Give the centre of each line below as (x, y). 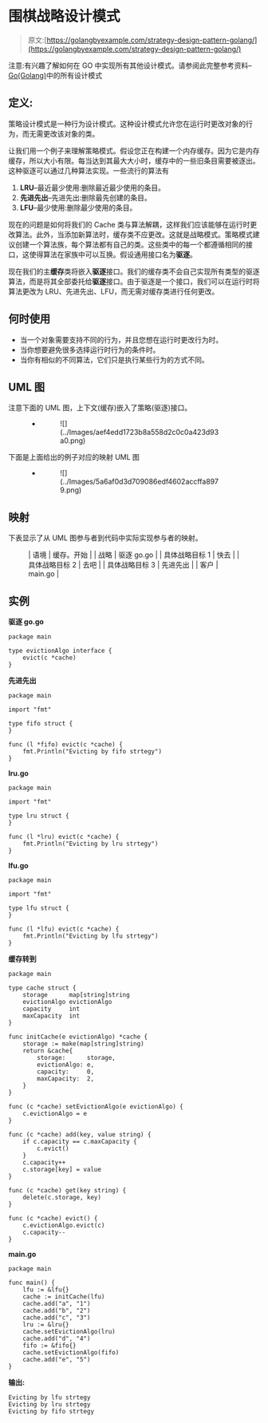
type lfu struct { (39, 908)
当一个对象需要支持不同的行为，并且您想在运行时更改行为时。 (121, 339)
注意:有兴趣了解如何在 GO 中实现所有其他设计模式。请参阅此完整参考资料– (130, 65)
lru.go (19, 773)
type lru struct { (39, 816)
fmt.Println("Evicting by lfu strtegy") (91, 936)
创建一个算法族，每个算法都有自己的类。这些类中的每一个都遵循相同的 (130, 244)
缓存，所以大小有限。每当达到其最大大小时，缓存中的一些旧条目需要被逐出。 (134, 160)
